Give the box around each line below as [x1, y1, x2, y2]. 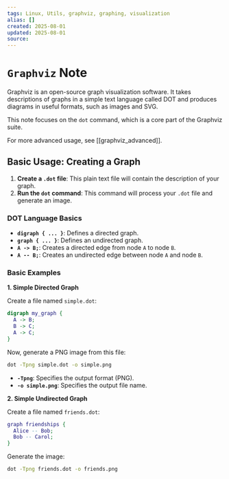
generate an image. [16, 196, 73, 205]
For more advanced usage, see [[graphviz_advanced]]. [7, 137, 162, 145]
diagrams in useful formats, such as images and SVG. [7, 102, 158, 110]
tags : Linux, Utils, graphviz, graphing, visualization [7, 10, 170, 17]
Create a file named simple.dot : [7, 296, 97, 305]
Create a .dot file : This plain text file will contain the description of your [16, 174, 219, 183]
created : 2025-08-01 [7, 23, 67, 30]
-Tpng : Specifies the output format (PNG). [16, 373, 134, 382]
